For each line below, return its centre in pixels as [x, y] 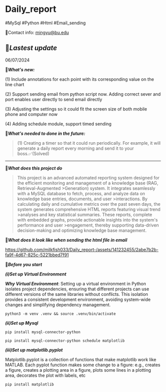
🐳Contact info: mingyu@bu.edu [37, 32]
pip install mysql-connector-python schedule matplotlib [65, 340]
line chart [15, 84]
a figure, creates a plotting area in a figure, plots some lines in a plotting [78, 370]
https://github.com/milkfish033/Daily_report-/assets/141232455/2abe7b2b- [82, 249]
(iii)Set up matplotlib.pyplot [34, 350]
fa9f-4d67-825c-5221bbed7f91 [37, 255]
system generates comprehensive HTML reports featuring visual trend [89, 209]
